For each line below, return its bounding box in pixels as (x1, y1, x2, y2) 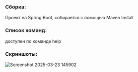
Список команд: (5, 27, 47, 34)
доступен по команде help (5, 38, 61, 44)
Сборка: (5, 3, 26, 10)
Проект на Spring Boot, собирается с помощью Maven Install (5, 15, 134, 21)
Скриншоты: (5, 50, 38, 57)
